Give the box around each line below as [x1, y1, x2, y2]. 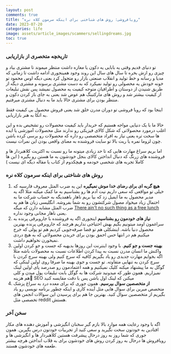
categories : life [6, 26, 43, 32]
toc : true [6, 36, 27, 41]
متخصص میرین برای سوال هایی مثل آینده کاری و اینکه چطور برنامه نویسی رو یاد [13, 286, 164, 292]
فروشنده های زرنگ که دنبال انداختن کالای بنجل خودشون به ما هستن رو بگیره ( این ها [6, 153, 165, 159]
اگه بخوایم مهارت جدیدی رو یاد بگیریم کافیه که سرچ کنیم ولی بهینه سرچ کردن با [13, 253, 163, 260]
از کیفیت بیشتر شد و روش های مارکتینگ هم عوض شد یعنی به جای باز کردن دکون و [6, 91, 162, 97]
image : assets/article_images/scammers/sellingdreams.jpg [6, 31, 131, 36]
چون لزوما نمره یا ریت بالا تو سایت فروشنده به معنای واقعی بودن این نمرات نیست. [6, 138, 162, 144]
